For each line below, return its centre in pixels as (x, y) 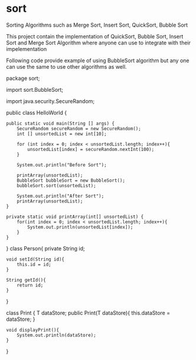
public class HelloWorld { (36, 112)
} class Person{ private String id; (46, 248)
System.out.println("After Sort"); (61, 196)
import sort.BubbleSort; (35, 89)
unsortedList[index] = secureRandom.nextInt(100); (91, 149)
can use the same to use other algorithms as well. (66, 66)
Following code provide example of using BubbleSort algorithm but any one (98, 60)
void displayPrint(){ (33, 330)
